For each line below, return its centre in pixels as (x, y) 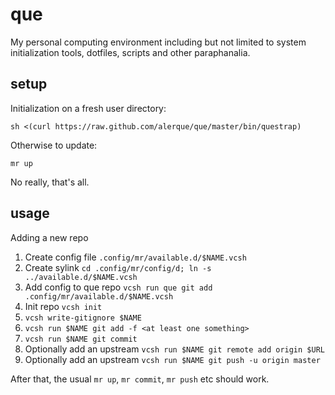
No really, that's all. (50, 182)
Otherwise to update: (54, 145)
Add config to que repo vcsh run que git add (118, 287)
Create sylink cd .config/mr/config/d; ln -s (118, 267)
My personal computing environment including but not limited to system (158, 42)
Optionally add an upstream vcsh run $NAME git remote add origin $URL (174, 349)
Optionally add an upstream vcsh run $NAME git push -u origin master (172, 359)
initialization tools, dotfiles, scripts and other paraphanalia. (130, 52)
